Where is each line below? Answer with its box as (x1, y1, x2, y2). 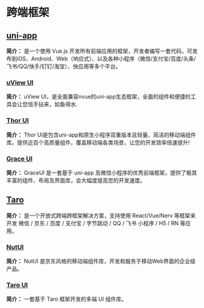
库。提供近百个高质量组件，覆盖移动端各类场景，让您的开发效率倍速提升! (6, 138, 191, 146)
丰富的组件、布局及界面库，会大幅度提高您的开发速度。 (6, 176, 145, 184)
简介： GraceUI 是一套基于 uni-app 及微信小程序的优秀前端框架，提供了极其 (6, 169, 197, 176)
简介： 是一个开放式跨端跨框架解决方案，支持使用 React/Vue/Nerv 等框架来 (6, 212, 196, 219)
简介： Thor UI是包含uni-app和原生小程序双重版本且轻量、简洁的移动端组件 (6, 131, 197, 138)
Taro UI (6, 280, 28, 289)
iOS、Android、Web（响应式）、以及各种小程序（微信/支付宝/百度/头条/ (16, 55, 196, 62)
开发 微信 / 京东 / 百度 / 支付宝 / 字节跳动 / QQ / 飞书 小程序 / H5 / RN (6, 219, 179, 227)
